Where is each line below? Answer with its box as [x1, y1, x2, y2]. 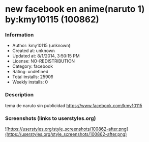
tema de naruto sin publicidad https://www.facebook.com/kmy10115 [5, 102, 143, 109]
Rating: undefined [12, 69, 49, 75]
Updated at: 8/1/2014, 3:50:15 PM [12, 53, 80, 59]
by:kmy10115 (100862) [5, 14, 99, 25]
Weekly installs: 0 [12, 79, 48, 85]
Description [5, 91, 34, 98]
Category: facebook [12, 63, 53, 69]
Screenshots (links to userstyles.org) [5, 114, 96, 121]
